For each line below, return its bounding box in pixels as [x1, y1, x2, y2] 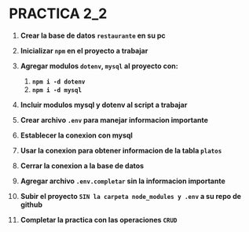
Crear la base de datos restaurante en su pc [20, 31, 166, 40]
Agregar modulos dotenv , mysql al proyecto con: [20, 61, 179, 71]
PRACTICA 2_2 [9, 5, 108, 23]
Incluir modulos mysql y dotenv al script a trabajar [20, 100, 188, 109]
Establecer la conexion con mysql [20, 131, 133, 140]
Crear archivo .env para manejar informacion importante [20, 115, 209, 124]
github [20, 200, 42, 209]
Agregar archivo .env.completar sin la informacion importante [20, 176, 226, 186]
